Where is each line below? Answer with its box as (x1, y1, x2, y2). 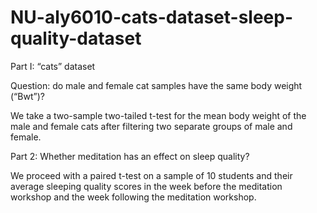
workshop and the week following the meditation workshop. (10, 191, 257, 203)
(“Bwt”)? (10, 90, 45, 102)
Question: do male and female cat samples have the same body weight (10, 79, 303, 91)
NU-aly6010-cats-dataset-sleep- (10, 6, 294, 29)
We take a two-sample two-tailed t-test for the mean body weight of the (10, 109, 307, 121)
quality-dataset (10, 27, 142, 50)
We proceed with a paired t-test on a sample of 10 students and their (10, 169, 293, 181)
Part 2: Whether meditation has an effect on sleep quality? (10, 150, 250, 162)
